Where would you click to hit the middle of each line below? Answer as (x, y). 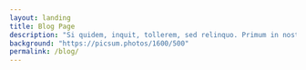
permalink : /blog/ (44, 52)
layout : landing (40, 18)
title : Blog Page (42, 26)
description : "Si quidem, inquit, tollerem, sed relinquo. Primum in (144, 35)
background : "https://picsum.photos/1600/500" (99, 43)
